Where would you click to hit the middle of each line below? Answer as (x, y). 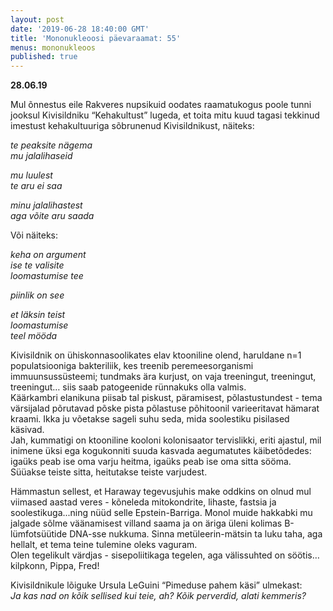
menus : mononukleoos (53, 47)
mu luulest (31, 175)
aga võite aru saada (52, 216)
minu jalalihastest (46, 205)
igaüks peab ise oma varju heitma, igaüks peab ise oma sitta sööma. (151, 462)
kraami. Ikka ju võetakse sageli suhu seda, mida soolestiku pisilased (150, 419)
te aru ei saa (36, 186)
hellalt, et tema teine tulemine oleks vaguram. (104, 545)
